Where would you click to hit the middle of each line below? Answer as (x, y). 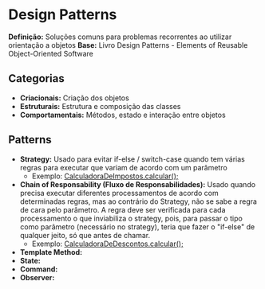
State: (30, 260)
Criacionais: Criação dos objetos (74, 98)
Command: (39, 269)
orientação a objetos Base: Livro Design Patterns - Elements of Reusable (128, 45)
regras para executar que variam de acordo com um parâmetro (123, 167)
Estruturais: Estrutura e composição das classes (100, 106)
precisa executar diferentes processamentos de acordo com (119, 193)
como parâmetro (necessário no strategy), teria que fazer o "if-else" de (137, 227)
